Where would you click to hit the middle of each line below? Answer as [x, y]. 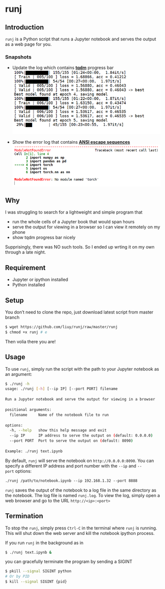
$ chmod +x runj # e [26, 332]
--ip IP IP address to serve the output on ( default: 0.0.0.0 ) [81, 436]
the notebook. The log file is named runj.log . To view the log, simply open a [82, 495]
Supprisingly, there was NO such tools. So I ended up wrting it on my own [80, 247]
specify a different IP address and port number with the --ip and [71, 465]
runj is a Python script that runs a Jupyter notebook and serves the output [81, 39]
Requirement [25, 267]
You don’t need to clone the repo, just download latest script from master [79, 312]
